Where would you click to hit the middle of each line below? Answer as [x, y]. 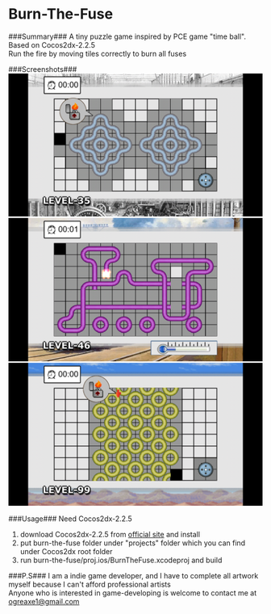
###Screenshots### [43, 69]
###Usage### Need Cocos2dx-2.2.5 [70, 519]
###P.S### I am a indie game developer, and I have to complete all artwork [133, 576]
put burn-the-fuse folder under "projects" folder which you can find [133, 543]
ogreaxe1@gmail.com [44, 602]
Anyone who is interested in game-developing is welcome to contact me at [133, 593]
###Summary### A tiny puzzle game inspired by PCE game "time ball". [127, 36]
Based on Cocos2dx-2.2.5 [52, 44]
